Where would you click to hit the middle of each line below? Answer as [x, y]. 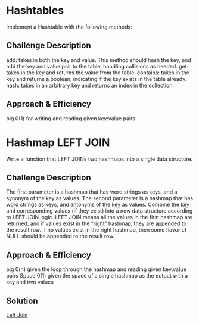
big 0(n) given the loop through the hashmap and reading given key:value [96, 269]
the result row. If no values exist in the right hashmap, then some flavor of [97, 230]
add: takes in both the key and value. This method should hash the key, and [99, 60]
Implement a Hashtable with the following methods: [69, 27]
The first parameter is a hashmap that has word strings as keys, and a [92, 192]
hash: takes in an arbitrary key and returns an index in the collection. [90, 85]
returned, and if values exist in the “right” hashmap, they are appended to [96, 223]
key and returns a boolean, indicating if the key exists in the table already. [97, 79]
